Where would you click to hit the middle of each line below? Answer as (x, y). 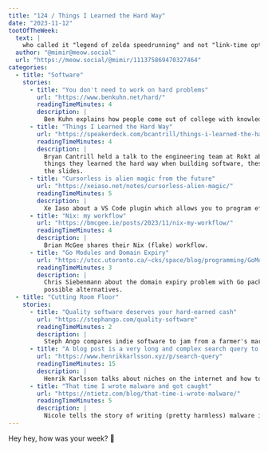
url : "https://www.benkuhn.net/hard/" (101, 97)
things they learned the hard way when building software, (144, 164)
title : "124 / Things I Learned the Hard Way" (87, 16)
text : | (28, 38)
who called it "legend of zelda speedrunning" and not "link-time (135, 45)
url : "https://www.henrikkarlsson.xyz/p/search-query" (130, 357)
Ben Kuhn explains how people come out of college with (138, 120)
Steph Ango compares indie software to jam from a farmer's (146, 342)
